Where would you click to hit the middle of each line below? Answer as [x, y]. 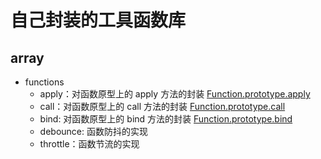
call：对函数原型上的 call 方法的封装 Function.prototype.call [162, 106]
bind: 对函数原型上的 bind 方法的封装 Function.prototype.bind [166, 119]
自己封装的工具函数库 [98, 20]
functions [44, 82]
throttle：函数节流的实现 [89, 144]
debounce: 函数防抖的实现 [93, 131]
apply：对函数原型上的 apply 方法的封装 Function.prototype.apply [175, 94]
